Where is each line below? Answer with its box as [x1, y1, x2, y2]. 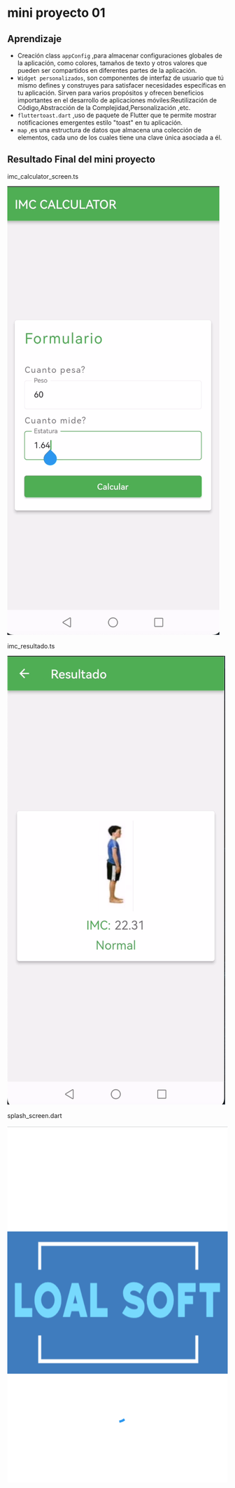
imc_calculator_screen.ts [7, 172, 79, 180]
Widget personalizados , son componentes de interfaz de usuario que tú [17, 74, 224, 82]
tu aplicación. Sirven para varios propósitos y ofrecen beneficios [17, 89, 204, 97]
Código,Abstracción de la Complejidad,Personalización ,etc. [17, 104, 191, 111]
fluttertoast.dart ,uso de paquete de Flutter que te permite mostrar [17, 111, 217, 119]
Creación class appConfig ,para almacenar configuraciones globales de [17, 51, 222, 60]
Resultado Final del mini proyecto [7, 153, 156, 165]
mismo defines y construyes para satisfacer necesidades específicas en [17, 81, 226, 89]
